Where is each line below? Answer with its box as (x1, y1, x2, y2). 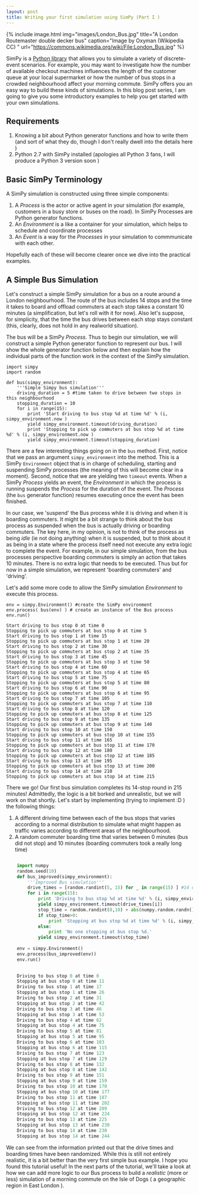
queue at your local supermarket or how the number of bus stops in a (6, 74, 176, 81)
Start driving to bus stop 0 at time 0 (6, 622, 105, 628)
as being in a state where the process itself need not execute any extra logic (6, 540, 192, 548)
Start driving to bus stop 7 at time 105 (6, 695, 110, 702)
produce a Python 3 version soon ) (14, 157, 99, 164)
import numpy (17, 863, 49, 869)
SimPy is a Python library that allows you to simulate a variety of (6, 55, 163, 62)
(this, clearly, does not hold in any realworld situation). (6, 322, 139, 329)
